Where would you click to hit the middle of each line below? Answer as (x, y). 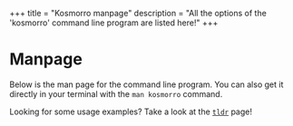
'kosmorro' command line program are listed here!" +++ (114, 23)
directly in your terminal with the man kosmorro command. (116, 93)
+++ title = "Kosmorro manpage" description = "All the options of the (138, 13)
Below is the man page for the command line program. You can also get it (146, 84)
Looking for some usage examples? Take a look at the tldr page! (131, 111)
